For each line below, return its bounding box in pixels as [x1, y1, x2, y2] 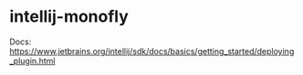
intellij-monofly [9, 6, 130, 27]
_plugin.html [9, 55, 56, 66]
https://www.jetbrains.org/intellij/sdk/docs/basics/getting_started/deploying [9, 45, 295, 56]
